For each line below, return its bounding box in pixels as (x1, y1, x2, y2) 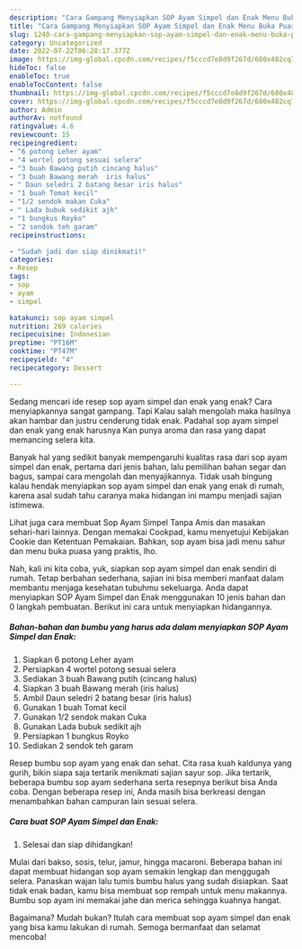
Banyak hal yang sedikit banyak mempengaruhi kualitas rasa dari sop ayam (9, 452, 288, 462)
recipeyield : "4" (9, 355, 75, 364)
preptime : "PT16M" (9, 338, 78, 347)
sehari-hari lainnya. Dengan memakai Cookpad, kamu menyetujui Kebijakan (9, 526, 289, 537)
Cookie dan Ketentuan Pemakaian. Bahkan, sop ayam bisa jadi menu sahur (9, 536, 286, 547)
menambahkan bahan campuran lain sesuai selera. (9, 795, 198, 806)
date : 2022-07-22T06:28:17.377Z (9, 47, 130, 56)
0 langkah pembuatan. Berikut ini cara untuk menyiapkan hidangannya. (9, 601, 272, 612)
